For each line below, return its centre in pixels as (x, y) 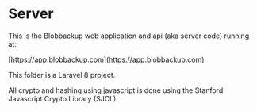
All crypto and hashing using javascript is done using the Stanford (116, 90)
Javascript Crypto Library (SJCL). (63, 98)
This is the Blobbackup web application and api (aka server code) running (129, 36)
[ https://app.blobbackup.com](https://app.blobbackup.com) (106, 59)
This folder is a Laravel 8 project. (62, 75)
